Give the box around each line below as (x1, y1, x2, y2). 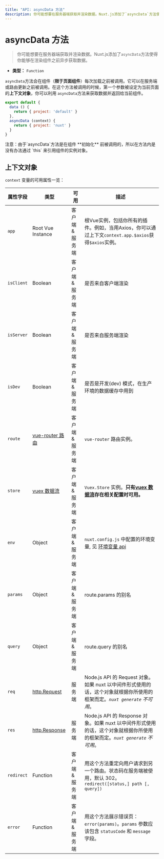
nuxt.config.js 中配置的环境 (84, 536, 150, 543)
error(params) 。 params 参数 (84, 820, 148, 827)
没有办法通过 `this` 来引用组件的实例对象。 (5, 148, 90, 153)
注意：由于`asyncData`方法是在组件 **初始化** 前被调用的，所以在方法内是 (5, 141, 156, 147)
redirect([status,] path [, (84, 781, 150, 787)
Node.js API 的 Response (84, 712, 142, 719)
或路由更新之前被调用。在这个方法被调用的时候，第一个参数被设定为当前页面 (5, 84, 159, 90)
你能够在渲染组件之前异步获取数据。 (17, 57, 90, 64)
